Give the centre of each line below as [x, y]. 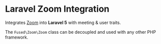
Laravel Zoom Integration [57, 9]
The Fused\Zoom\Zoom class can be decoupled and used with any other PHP [80, 32]
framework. [17, 37]
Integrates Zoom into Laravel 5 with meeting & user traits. [63, 22]
